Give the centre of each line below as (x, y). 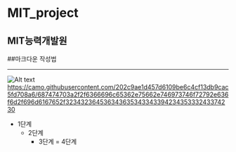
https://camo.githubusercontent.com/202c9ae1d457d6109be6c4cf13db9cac (118, 87)
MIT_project (43, 13)
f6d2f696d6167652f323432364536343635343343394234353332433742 (116, 102)
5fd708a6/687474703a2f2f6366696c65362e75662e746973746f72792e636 (118, 94)
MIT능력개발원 (38, 40)
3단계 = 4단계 (58, 141)
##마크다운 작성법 (32, 59)
